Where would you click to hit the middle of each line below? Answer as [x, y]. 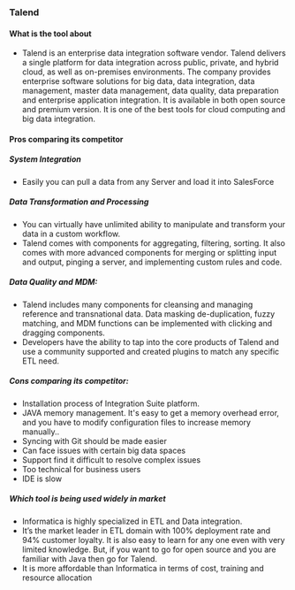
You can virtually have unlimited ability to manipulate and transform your [153, 224]
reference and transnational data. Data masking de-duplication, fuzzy [148, 314]
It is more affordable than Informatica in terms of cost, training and [143, 568]
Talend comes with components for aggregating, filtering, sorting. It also [153, 243]
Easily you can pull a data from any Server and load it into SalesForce [148, 181]
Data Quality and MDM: [53, 282]
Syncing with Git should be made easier [95, 441]
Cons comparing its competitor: [69, 381]
